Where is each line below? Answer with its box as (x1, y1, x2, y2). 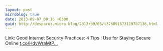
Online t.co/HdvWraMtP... (5, 40, 58, 46)
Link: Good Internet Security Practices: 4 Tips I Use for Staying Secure (5, 35, 151, 41)
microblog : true (5, 12, 39, 17)
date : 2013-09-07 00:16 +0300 (5, 16, 69, 21)
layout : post (5, 7, 33, 12)
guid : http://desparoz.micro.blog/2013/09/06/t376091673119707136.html (5, 21, 158, 26)
